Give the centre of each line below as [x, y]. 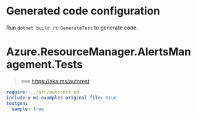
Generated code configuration [83, 11]
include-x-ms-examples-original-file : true [62, 98]
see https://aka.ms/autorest [55, 81]
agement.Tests [44, 65]
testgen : [17, 103]
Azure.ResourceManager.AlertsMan [99, 52]
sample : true [28, 109]
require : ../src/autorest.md [43, 92]
